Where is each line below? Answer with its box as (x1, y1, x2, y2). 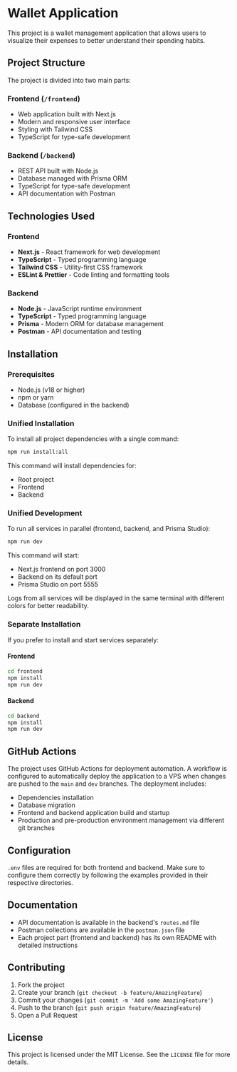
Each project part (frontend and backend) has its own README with (17, 933, 217, 941)
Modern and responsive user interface (17, 118, 130, 126)
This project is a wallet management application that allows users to (7, 29, 206, 37)
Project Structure (7, 57, 85, 69)
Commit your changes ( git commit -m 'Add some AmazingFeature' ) (17, 996, 214, 1004)
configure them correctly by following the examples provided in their (7, 871, 209, 879)
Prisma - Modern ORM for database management (17, 320, 164, 328)
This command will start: (7, 551, 80, 560)
